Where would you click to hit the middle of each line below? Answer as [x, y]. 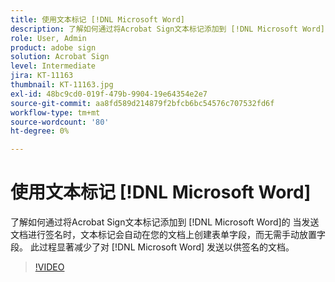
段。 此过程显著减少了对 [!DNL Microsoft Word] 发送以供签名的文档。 [152, 247]
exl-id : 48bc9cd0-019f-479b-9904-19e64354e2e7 [109, 94]
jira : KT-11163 [42, 76]
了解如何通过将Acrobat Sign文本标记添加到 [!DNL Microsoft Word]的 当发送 [165, 222]
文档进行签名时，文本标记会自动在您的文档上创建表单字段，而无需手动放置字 [168, 235]
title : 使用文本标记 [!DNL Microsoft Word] [97, 19]
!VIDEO [49, 267]
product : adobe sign [53, 47]
